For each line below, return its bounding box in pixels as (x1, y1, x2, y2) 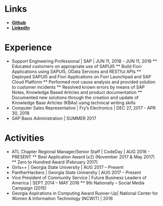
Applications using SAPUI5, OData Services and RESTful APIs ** (11, 69, 141, 74)
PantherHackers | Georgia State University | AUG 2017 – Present (11, 169, 141, 175)
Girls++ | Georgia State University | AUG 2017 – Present (11, 164, 124, 170)
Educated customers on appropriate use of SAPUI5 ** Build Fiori (11, 63, 142, 69)
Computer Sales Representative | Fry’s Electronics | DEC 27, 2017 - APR (11, 105, 156, 111)
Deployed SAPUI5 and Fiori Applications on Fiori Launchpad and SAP (11, 73, 151, 79)
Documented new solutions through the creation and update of (11, 94, 139, 100)
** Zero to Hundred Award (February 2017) (11, 159, 98, 165)
